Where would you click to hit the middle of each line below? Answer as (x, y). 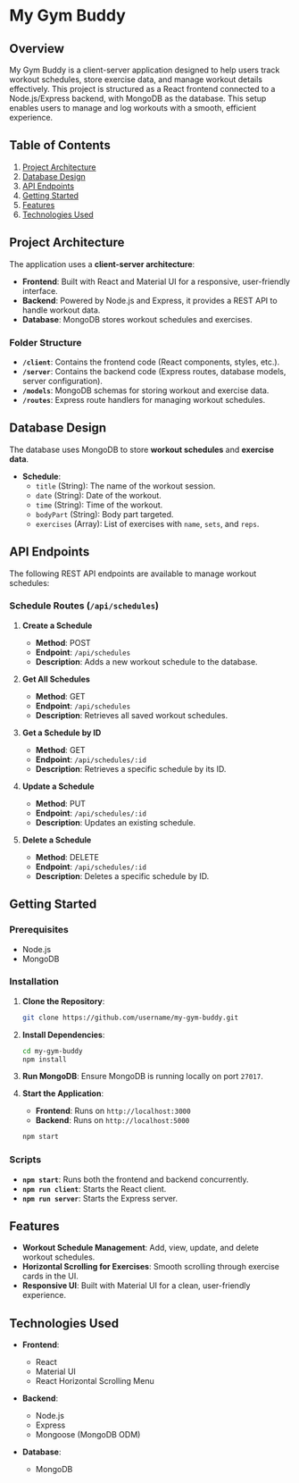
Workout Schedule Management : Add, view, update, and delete (141, 1248)
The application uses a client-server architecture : (102, 264)
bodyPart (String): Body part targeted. (104, 514)
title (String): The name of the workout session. (125, 486)
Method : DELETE (67, 857)
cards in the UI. (50, 1276)
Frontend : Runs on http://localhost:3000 (113, 1111)
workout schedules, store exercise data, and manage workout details (136, 80)
